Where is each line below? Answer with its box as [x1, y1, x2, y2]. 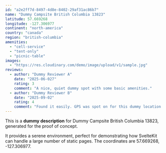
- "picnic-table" [9, 53, 46, 59]
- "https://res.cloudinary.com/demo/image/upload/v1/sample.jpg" [9, 63, 148, 68]
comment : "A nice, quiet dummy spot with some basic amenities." [14, 85, 153, 91]
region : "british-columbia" [5, 35, 64, 40]
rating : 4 [14, 100, 35, 105]
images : [5, 58, 21, 63]
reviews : [5, 68, 23, 73]
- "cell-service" [9, 44, 46, 49]
